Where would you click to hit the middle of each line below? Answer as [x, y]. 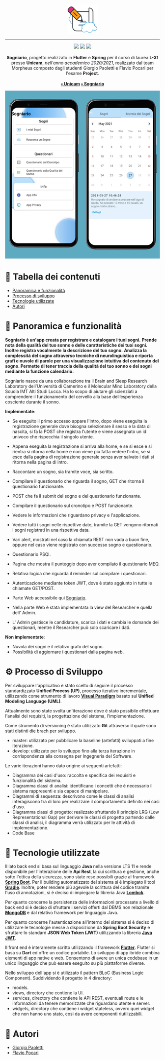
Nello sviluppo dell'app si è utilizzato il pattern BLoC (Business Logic [74, 973]
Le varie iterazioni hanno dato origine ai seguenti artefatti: [63, 766]
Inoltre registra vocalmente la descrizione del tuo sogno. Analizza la [76, 350]
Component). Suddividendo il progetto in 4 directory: [58, 978]
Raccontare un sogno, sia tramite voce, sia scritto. [63, 471]
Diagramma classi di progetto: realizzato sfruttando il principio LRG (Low [86, 812]
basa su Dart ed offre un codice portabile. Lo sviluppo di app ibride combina [82, 953]
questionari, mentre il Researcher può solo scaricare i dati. [71, 627]
